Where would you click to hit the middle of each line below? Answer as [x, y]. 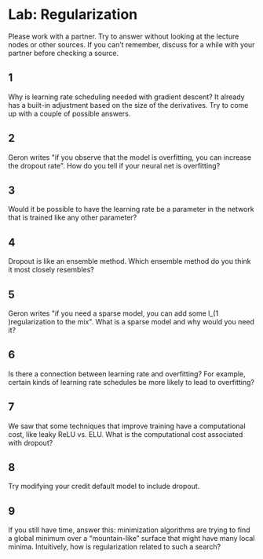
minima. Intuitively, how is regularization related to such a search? [115, 547]
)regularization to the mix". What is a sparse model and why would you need [131, 322]
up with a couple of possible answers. [69, 113]
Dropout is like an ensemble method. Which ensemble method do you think [130, 261]
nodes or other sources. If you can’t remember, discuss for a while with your [131, 44]
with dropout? [31, 442]
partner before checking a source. [64, 53]
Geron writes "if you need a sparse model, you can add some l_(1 [113, 313]
